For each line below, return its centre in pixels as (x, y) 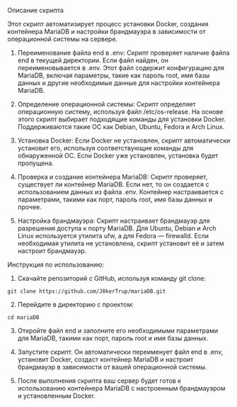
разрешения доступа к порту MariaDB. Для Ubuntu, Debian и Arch (117, 228)
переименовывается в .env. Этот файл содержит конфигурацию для (121, 68)
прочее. (30, 207)
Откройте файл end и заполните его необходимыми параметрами (117, 330)
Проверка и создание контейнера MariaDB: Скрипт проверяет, (112, 177)
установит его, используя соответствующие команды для (105, 148)
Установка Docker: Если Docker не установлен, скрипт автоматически (124, 140)
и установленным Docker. (56, 396)
